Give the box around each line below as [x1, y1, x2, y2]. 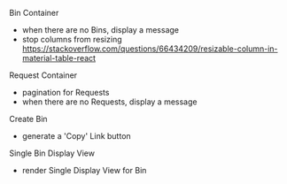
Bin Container [9, 8, 59, 18]
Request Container [9, 70, 78, 80]
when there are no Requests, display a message [21, 96, 198, 107]
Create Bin [9, 114, 48, 124]
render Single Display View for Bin [21, 165, 147, 175]
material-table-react [21, 53, 96, 63]
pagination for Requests [21, 88, 110, 97]
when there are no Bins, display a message [21, 25, 180, 34]
